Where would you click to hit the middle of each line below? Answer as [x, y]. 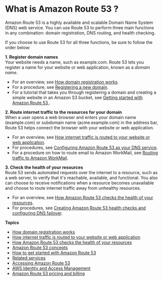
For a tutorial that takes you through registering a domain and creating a [84, 92]
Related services [29, 258]
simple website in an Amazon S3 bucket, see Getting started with [77, 97]
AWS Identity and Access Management [51, 268]
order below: [18, 47]
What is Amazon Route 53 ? [62, 9]
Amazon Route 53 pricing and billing [48, 273]
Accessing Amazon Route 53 [41, 263]
